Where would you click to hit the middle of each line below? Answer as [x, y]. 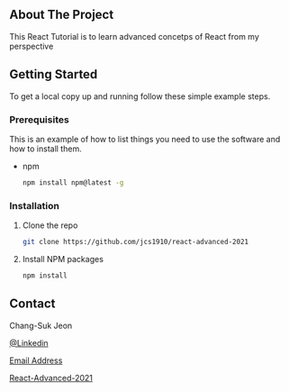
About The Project [62, 15]
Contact [32, 304]
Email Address [36, 360]
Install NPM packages [63, 259]
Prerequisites [39, 119]
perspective [32, 46]
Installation [35, 205]
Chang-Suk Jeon [41, 325]
